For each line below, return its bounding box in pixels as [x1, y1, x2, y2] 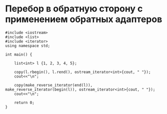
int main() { [5, 52, 32, 57]
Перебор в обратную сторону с [5, 3, 143, 14]
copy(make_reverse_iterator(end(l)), [14, 82, 93, 87]
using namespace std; [5, 43, 50, 48]
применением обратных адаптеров [5, 13, 162, 25]
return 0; [14, 100, 35, 105]
